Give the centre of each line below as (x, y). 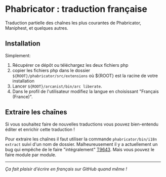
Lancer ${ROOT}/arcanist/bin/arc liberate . (57, 86)
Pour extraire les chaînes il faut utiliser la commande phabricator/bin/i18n (81, 139)
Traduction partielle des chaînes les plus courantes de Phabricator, (73, 23)
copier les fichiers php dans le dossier (51, 70)
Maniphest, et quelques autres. (37, 28)
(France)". (22, 96)
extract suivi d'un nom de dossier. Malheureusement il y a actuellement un (82, 144)
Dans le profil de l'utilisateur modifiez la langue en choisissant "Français (85, 91)
